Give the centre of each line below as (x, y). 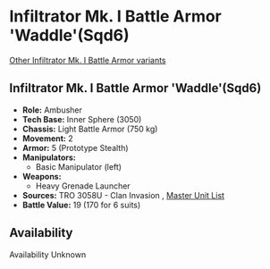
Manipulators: (49, 157)
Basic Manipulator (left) (79, 166)
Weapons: (42, 176)
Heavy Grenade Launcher (83, 186)
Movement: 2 (47, 138)
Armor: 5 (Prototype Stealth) (75, 147)
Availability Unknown (48, 254)
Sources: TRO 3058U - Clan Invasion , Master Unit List (123, 195)
